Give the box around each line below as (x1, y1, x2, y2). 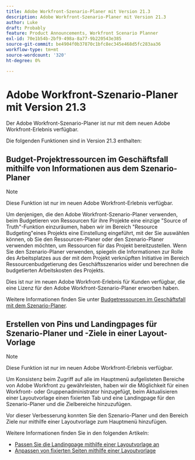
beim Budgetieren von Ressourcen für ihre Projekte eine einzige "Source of (6, 217, 187, 224)
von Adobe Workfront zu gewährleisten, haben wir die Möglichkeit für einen (6, 382, 189, 389)
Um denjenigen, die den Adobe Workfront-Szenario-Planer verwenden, (6, 211, 178, 218)
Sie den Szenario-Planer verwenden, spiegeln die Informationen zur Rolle (6, 248, 183, 255)
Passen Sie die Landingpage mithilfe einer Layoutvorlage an (14, 441, 160, 448)
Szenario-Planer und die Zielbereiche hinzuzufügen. (6, 401, 132, 408)
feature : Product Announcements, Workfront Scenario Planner (6, 30, 159, 36)
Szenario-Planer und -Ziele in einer (6, 328, 137, 338)
